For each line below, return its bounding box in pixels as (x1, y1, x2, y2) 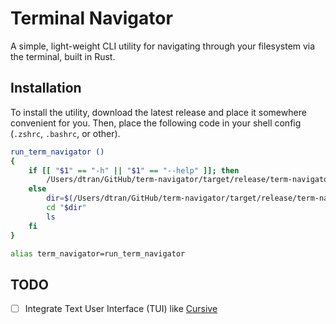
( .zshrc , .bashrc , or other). (10, 127, 121, 139)
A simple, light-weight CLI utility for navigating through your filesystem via (10, 40, 316, 52)
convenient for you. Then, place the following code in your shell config (10, 117, 302, 129)
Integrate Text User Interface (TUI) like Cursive (24, 303, 218, 315)
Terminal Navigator (10, 7, 173, 30)
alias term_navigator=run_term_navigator (10, 248, 186, 259)
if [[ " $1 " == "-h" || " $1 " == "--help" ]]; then (28, 165, 240, 176)
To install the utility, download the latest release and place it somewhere (10, 106, 307, 118)
